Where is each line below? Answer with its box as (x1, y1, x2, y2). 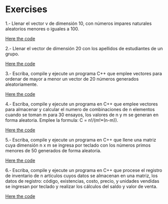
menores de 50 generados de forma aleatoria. (5, 147, 102, 153)
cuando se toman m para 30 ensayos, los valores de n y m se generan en (5, 112, 159, 118)
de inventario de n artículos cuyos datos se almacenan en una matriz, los (5, 173, 158, 179)
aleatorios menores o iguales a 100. (5, 25, 80, 31)
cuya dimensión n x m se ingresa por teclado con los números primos (5, 142, 151, 148)
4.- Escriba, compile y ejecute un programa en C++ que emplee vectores (5, 100, 158, 107)
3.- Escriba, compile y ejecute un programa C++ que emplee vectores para (5, 70, 162, 77)
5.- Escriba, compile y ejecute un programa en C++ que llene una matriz (5, 137, 156, 143)
